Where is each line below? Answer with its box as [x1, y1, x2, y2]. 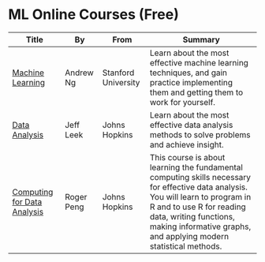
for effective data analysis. [149, 182, 248, 193]
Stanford [102, 67, 135, 78]
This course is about [149, 152, 226, 163]
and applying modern [149, 230, 230, 241]
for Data [12, 196, 43, 207]
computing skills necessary [149, 171, 251, 182]
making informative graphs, [149, 221, 252, 232]
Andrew [64, 67, 95, 78]
